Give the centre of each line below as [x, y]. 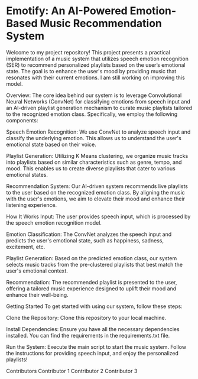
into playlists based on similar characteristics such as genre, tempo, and [94, 162]
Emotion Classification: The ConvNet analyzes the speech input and [89, 234]
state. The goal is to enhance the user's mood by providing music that [91, 71]
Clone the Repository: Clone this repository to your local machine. [86, 318]
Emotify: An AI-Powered [67, 11]
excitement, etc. [26, 247]
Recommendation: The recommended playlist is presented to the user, [92, 282]
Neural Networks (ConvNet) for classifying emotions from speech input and [98, 101]
